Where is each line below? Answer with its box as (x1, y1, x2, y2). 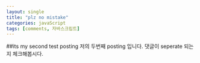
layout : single (6, 8, 45, 15)
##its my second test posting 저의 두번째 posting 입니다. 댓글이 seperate (6, 43, 183, 50)
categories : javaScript (6, 20, 66, 26)
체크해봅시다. (12, 50, 44, 58)
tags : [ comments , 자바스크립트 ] (6, 25, 80, 32)
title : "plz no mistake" (6, 14, 69, 20)
